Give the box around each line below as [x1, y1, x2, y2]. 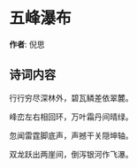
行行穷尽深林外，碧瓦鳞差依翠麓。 [9, 92, 133, 103]
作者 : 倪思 [9, 39, 45, 50]
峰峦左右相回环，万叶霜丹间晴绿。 [9, 111, 133, 122]
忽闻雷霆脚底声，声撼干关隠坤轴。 [9, 130, 133, 141]
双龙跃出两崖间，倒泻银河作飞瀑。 [9, 149, 133, 159]
